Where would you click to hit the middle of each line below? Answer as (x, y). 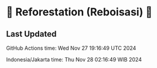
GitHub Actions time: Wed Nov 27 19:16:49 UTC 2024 (71, 48)
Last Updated (31, 34)
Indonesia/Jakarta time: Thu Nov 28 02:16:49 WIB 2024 (74, 59)
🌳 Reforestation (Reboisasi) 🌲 (79, 12)
